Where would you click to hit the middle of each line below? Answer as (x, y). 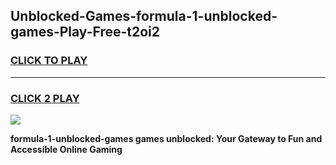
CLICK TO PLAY (49, 61)
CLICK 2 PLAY (45, 98)
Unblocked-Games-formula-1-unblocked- (144, 16)
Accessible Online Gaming (66, 149)
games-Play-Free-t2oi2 (85, 32)
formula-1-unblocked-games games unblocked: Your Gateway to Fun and (166, 138)
